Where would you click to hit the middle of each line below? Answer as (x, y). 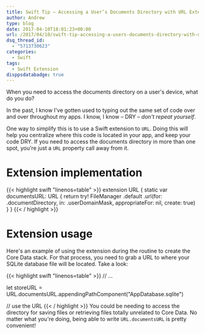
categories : (21, 52)
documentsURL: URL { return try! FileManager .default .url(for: (85, 196)
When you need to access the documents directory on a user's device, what (102, 92)
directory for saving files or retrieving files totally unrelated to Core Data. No (102, 313)
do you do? (20, 98)
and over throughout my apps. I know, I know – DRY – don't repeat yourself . (101, 117)
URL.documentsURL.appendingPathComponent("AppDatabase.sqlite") (95, 294)
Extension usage (49, 234)
